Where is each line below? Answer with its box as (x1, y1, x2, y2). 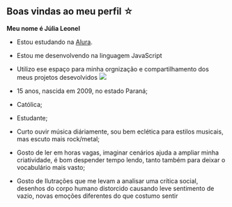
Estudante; (16, 113, 48, 122)
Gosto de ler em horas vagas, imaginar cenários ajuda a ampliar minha (16, 148, 219, 157)
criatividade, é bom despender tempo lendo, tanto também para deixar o (16, 155, 226, 164)
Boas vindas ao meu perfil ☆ (6, 6, 134, 17)
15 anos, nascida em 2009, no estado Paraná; (16, 87, 148, 95)
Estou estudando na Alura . (16, 38, 93, 46)
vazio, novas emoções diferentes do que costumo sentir (16, 192, 178, 200)
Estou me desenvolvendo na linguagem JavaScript (16, 51, 162, 59)
